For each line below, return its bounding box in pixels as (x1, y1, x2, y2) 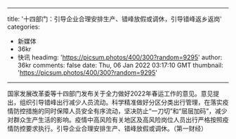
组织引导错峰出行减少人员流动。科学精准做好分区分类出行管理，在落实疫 (19, 98, 229, 106)
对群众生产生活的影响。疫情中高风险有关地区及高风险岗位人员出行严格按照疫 (7, 116, 229, 124)
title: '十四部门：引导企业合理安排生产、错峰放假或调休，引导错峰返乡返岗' (7, 15, 223, 23)
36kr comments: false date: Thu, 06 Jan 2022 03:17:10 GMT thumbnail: (17, 61, 223, 69)
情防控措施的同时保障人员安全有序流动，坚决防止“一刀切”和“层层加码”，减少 (7, 107, 228, 115)
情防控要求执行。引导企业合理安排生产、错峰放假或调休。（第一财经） (7, 124, 207, 133)
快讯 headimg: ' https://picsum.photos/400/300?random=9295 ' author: (17, 53, 223, 61)
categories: (7, 22, 40, 31)
